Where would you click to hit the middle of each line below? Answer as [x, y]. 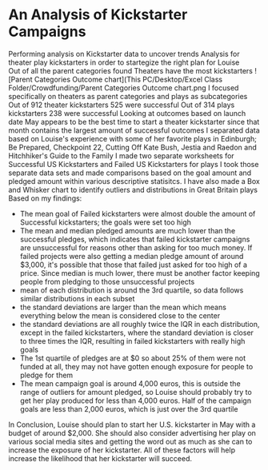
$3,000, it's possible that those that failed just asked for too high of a [134, 265]
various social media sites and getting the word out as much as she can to [130, 441]
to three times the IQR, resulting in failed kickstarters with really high [132, 341]
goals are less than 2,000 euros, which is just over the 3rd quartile [129, 408]
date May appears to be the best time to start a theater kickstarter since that [134, 121]
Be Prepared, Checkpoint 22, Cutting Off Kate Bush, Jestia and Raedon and [133, 147]
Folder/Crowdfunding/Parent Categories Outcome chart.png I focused [124, 88]
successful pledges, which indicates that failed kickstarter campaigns [135, 239]
